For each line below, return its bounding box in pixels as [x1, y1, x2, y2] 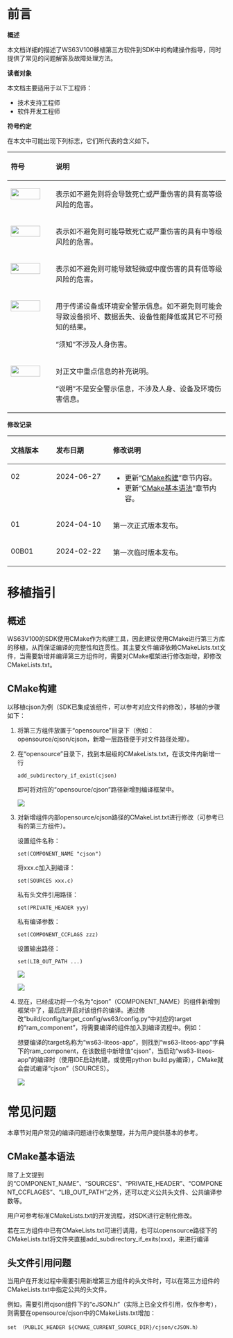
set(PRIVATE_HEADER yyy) [17, 904, 89, 911]
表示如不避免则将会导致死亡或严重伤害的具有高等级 [55, 189, 223, 199]
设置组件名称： [17, 836, 60, 845]
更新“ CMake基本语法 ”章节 [124, 483, 210, 493]
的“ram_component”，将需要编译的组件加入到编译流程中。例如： [17, 1023, 203, 1031]
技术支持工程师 [17, 98, 60, 106]
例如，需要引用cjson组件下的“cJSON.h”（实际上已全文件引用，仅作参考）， [7, 1300, 221, 1309]
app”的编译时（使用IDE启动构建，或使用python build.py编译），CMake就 [17, 1055, 224, 1063]
